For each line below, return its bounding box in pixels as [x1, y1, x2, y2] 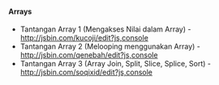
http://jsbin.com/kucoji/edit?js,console [19, 33, 148, 43]
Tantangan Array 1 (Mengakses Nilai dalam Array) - [19, 24, 191, 34]
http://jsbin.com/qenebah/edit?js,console [19, 50, 158, 60]
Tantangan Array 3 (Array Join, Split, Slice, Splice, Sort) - [19, 59, 212, 69]
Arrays [8, 6, 32, 16]
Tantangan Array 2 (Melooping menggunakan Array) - [19, 41, 201, 52]
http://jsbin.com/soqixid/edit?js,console [19, 67, 152, 77]
